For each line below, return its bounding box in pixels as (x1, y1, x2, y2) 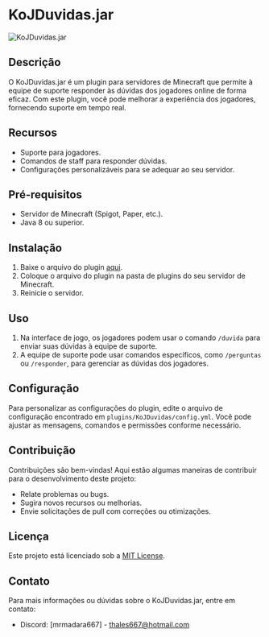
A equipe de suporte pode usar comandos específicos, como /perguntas (19, 350, 262, 359)
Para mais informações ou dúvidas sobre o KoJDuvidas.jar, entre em (8, 596, 236, 606)
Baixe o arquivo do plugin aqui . (19, 263, 123, 272)
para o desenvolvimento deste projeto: (8, 474, 137, 483)
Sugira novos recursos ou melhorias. (19, 498, 143, 507)
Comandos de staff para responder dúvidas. (19, 155, 168, 166)
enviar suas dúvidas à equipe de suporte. (19, 341, 158, 351)
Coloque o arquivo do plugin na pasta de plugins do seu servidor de (19, 271, 246, 281)
